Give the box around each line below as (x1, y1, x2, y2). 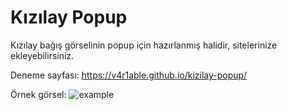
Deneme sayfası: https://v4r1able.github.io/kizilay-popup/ (10, 69, 248, 81)
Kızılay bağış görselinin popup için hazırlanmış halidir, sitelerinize (10, 39, 278, 51)
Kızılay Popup (10, 6, 128, 29)
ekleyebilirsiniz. (10, 49, 75, 61)
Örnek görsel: (10, 88, 67, 100)
